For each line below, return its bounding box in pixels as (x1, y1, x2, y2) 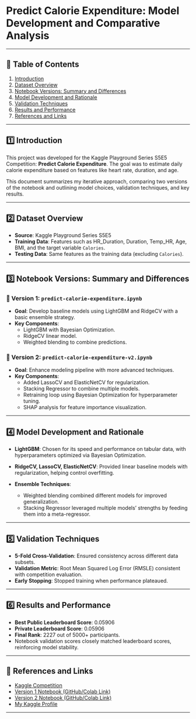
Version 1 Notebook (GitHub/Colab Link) (14, 688, 111, 695)
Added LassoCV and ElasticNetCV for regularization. (23, 379, 150, 386)
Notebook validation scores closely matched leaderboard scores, (14, 637, 171, 645)
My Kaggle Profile (14, 700, 58, 707)
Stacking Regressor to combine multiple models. (23, 385, 140, 392)
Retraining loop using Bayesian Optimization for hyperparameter (23, 391, 178, 399)
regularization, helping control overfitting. (14, 470, 115, 477)
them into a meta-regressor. (23, 511, 91, 518)
